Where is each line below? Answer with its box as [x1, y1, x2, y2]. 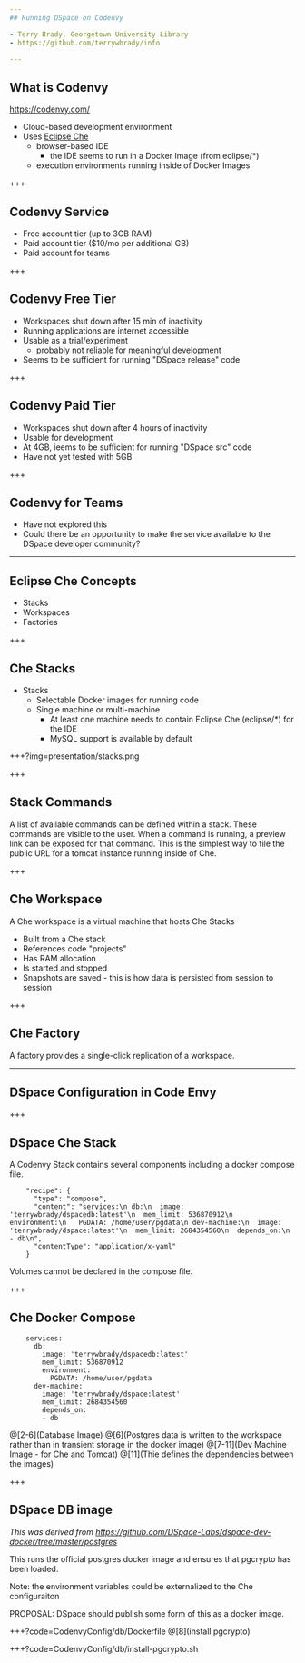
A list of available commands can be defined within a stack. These [9, 819, 257, 830]
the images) [9, 1458, 54, 1469]
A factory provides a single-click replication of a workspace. [9, 1050, 235, 1061]
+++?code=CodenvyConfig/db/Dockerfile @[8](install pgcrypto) [9, 1626, 251, 1637]
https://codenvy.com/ [9, 104, 91, 115]
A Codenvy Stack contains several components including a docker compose [9, 1160, 295, 1170]
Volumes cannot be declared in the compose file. [9, 1266, 193, 1277]
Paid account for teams [22, 247, 111, 258]
